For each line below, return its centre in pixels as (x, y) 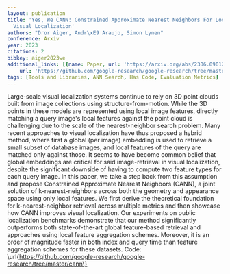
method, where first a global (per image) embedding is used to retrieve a (110, 140)
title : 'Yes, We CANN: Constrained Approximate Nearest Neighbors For (110, 20)
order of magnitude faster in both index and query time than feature (103, 242)
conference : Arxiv (33, 39)
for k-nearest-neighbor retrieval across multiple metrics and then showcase (114, 206)
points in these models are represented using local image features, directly (113, 111)
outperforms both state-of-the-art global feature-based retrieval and (104, 227)
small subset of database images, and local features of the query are (104, 147)
